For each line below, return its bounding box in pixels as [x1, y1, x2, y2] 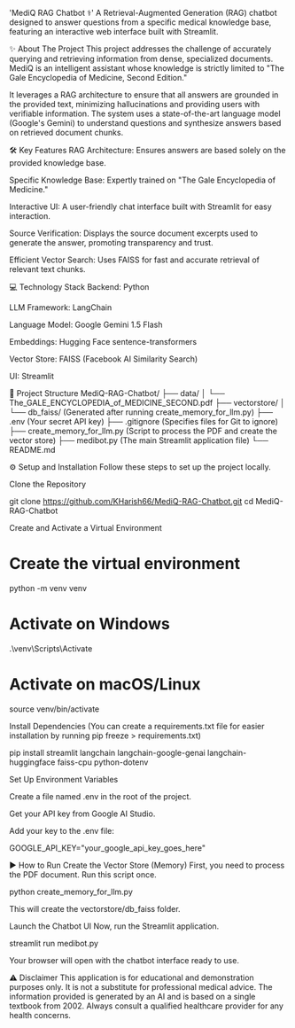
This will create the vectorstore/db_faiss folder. [9, 903, 181, 914]
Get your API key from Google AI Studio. [9, 808, 156, 819]
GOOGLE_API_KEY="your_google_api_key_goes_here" [9, 842, 206, 853]
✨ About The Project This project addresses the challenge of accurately [9, 43, 272, 54]
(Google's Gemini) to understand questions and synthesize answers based [9, 118, 282, 128]
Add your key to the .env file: [9, 825, 115, 836]
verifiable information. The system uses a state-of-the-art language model [9, 108, 281, 119]
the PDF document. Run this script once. [9, 868, 157, 880]
